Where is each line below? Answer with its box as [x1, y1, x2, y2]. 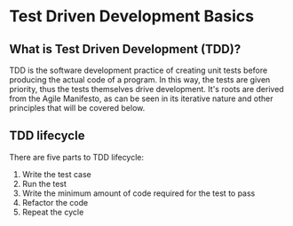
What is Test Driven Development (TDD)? [9, 42, 242, 57]
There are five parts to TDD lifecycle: [9, 152, 145, 162]
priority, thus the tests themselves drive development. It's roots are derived [9, 84, 284, 94]
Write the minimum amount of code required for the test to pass [21, 188, 256, 199]
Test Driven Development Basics [9, 6, 255, 27]
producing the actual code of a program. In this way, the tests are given [9, 74, 271, 85]
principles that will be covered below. [9, 103, 146, 113]
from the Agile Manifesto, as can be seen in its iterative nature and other [9, 93, 273, 104]
